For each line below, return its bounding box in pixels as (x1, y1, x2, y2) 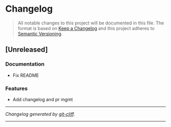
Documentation (5, 60, 45, 68)
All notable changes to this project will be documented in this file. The (17, 20, 164, 26)
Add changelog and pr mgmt (12, 96, 73, 102)
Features (5, 85, 28, 92)
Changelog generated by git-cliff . (5, 111, 75, 117)
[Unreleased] (5, 45, 48, 54)
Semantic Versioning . (17, 30, 63, 37)
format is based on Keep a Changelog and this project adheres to (17, 25, 155, 31)
